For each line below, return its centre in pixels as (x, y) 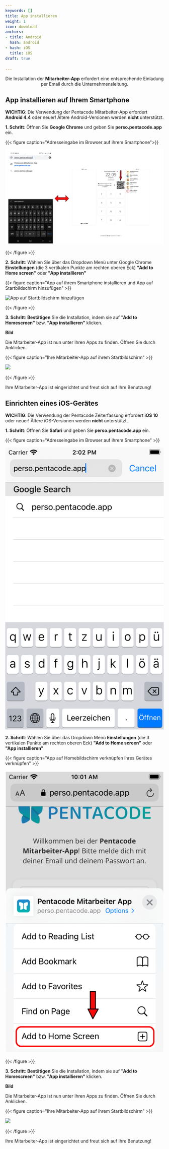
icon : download (21, 27)
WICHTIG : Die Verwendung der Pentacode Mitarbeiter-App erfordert (76, 112)
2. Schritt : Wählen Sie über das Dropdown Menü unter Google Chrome (78, 263)
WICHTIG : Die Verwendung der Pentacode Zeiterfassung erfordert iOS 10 (82, 415)
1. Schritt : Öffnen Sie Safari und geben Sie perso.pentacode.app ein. (77, 430)
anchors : (14, 32)
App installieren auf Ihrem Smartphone (67, 100)
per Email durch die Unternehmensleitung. (84, 84)
